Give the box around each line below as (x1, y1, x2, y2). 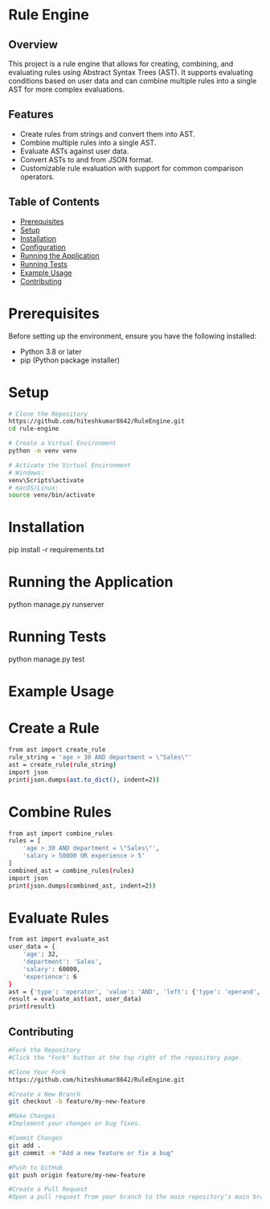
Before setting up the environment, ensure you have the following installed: (8, 331, 257, 341)
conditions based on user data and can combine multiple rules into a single (8, 76, 257, 85)
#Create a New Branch (8, 1090, 81, 1098)
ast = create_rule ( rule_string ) (8, 760, 117, 768)
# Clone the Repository (8, 410, 88, 418)
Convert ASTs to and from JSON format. (19, 154, 153, 164)
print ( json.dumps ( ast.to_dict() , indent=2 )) (8, 776, 160, 784)
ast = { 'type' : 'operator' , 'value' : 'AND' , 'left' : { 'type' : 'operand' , (8, 987, 261, 996)
